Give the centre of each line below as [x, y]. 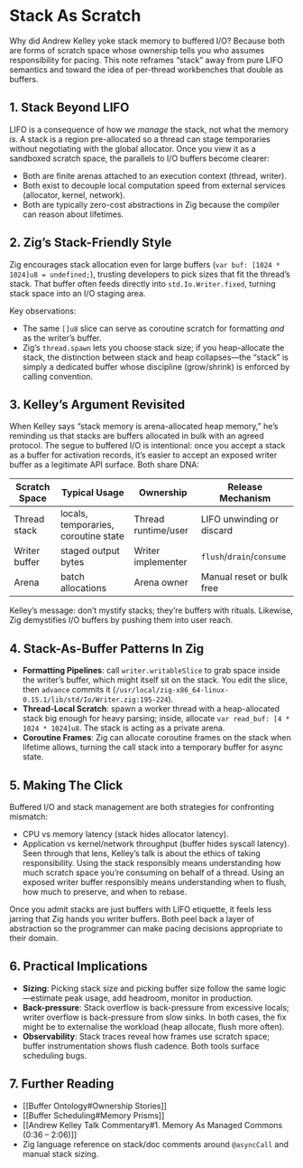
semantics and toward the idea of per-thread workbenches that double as [147, 70]
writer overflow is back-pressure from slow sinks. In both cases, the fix [154, 1017]
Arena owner [161, 582]
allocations [83, 589]
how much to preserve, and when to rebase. [105, 892]
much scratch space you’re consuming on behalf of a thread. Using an [153, 872]
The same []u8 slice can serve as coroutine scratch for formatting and [153, 328]
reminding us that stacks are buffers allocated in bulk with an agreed [137, 436]
